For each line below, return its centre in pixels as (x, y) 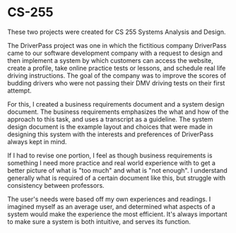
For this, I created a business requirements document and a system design (116, 104)
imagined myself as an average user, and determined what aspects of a (111, 206)
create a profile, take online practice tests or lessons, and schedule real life (117, 68)
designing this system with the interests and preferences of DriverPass (111, 134)
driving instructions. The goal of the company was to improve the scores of (117, 76)
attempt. (19, 90)
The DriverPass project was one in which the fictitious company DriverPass (117, 45)
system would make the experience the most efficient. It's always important (117, 214)
